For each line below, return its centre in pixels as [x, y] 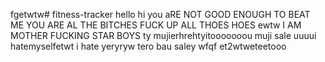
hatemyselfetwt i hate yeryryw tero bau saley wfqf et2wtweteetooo [148, 46]
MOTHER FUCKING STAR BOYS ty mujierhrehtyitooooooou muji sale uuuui [163, 35]
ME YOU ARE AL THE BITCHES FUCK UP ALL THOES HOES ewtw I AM [156, 25]
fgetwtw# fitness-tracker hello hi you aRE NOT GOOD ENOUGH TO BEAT [160, 14]
